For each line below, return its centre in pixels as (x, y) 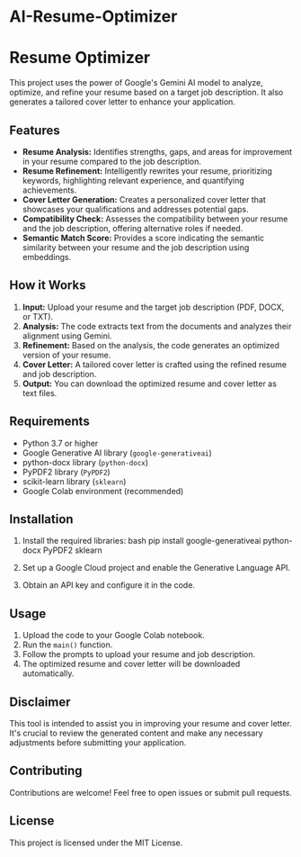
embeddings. (47, 257)
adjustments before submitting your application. (98, 743)
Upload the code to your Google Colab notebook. (113, 636)
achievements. (49, 190)
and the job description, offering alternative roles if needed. (133, 228)
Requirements (49, 422)
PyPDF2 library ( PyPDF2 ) (66, 472)
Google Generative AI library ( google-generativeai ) (117, 453)
